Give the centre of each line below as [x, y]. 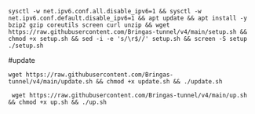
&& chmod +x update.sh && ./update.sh [159, 82]
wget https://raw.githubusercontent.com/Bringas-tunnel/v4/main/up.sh [129, 95]
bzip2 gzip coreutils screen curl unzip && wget [89, 25]
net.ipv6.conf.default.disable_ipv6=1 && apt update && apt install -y [127, 18]
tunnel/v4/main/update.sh [50, 82]
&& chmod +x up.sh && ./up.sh [58, 102]
